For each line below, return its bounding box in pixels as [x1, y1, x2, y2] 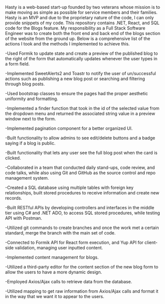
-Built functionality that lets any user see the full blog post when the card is [5, 150, 158, 155]
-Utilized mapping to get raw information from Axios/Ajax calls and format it [5, 288, 159, 294]
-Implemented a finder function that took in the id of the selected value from [5, 106, 160, 111]
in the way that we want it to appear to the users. [5, 294, 104, 299]
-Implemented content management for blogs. [5, 254, 99, 260]
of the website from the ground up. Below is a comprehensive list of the [5, 36, 151, 41]
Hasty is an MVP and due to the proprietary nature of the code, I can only [5, 15, 154, 20]
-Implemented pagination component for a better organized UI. [5, 125, 133, 131]
